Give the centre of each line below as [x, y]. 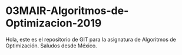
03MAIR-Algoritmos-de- [67, 11]
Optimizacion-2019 [54, 23]
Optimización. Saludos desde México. [52, 46]
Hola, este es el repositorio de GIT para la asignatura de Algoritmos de [91, 39]
